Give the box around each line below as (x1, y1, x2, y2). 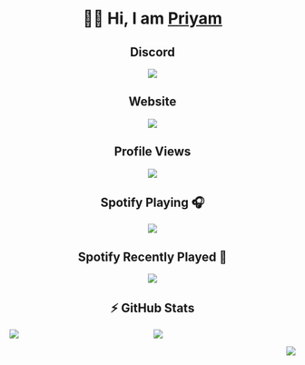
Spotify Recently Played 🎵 (77, 249, 228, 264)
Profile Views (113, 144, 192, 160)
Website (128, 94, 177, 110)
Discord (130, 44, 175, 60)
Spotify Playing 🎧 (100, 195, 205, 211)
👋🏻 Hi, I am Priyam (83, 8, 222, 29)
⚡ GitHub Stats (110, 300, 195, 316)
